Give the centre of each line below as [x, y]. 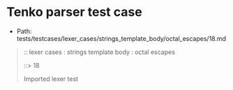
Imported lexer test [51, 79]
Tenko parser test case [74, 12]
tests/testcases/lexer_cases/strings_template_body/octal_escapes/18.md [121, 38]
